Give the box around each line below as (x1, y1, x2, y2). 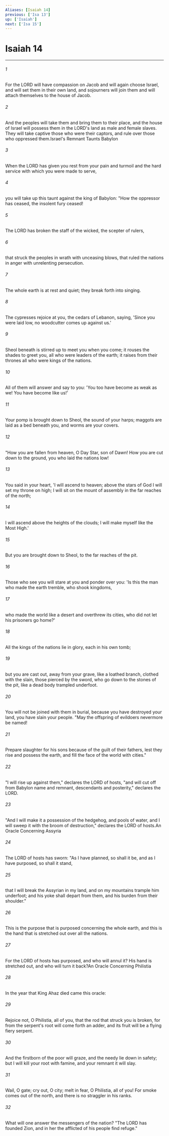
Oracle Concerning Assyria (5, 828, 61, 834)
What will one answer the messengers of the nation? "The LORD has (5, 1120, 147, 1126)
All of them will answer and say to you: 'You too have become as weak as (5, 384, 157, 390)
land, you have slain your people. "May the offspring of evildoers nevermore (5, 714, 163, 720)
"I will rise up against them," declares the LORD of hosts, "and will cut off (5, 779, 156, 785)
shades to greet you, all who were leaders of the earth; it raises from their (5, 352, 158, 358)
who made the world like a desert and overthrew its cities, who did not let (5, 612, 157, 618)
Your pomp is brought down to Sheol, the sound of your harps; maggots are (5, 417, 162, 423)
